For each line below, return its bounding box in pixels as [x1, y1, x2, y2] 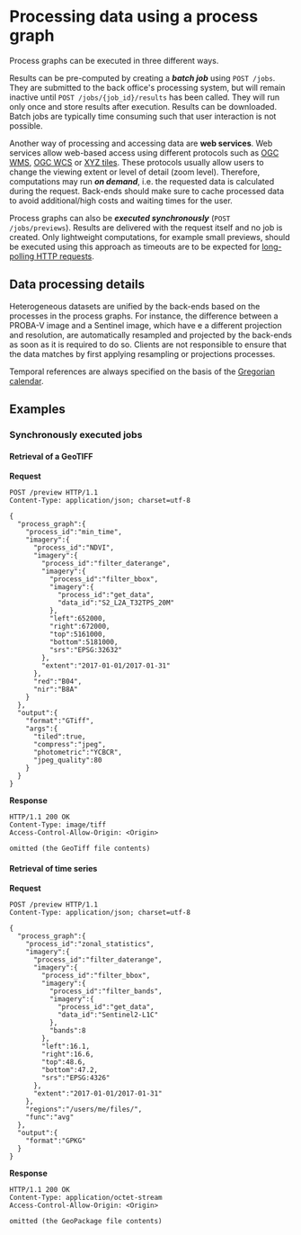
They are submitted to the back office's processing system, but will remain [9, 82, 286, 93]
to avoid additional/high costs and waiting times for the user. [9, 195, 234, 206]
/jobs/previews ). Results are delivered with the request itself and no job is [9, 222, 283, 233]
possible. [9, 120, 43, 131]
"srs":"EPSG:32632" [49, 646, 123, 655]
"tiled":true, [32, 732, 87, 741]
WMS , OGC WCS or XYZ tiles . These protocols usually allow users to [9, 157, 264, 167]
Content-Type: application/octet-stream [9, 1194, 164, 1203]
